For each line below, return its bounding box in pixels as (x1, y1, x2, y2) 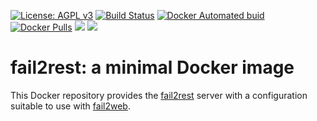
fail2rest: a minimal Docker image (10, 56, 295, 79)
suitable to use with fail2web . (10, 100, 131, 112)
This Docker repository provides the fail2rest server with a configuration (10, 89, 308, 101)
